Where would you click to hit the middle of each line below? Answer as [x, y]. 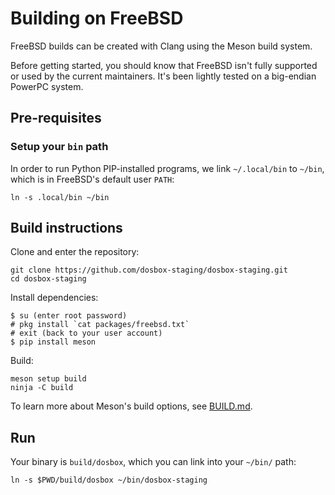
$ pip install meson [53, 342]
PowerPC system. [47, 86]
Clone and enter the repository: [75, 252]
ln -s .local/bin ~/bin [60, 197]
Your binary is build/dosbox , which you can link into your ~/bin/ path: [153, 462]
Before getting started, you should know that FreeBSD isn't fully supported [164, 65]
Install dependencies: [54, 298]
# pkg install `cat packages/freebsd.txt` [100, 325]
